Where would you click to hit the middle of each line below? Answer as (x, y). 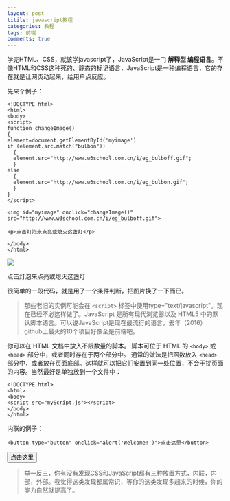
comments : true (29, 39)
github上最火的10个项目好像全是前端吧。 (81, 331)
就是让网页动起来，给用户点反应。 (61, 77)
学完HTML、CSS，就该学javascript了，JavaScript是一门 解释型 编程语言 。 (112, 60)
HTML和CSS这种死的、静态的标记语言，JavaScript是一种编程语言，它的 (115, 68)
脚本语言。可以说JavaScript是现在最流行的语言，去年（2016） (118, 323)
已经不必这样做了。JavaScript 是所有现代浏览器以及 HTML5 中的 (121, 314)
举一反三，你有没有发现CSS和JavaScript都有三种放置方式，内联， (117, 473)
